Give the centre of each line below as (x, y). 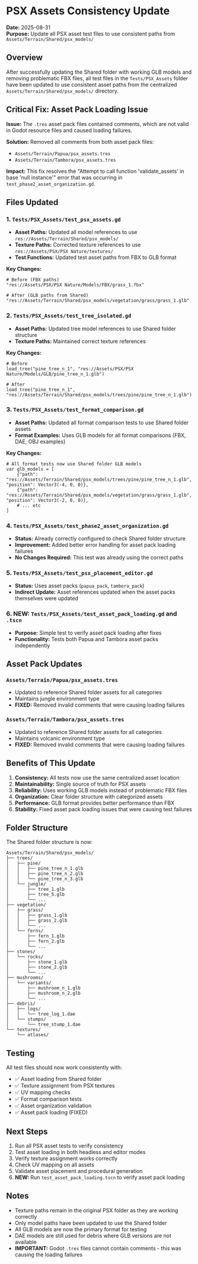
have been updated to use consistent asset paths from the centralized (92, 84)
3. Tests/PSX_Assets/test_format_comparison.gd (75, 409)
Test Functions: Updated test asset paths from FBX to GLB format (95, 257)
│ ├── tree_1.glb (36, 890)
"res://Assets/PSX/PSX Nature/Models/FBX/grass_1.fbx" (75, 285)
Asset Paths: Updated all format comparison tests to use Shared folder (102, 423)
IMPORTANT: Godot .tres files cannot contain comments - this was (98, 1248)
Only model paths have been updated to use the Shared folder (91, 1223)
